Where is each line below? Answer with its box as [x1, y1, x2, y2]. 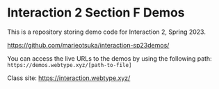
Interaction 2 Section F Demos [7, 5, 185, 21]
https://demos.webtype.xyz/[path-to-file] [7, 61, 132, 68]
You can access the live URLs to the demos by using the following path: [7, 54, 212, 63]
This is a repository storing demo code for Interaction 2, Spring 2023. [7, 28, 206, 36]
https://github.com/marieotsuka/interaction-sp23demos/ [7, 41, 170, 49]
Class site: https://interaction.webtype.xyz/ [7, 74, 131, 82]
